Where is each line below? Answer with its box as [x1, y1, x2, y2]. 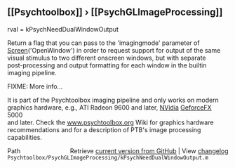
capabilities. [7, 133, 42, 141]
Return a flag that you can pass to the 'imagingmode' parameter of [7, 39, 200, 47]
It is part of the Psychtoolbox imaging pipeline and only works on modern [7, 96, 219, 104]
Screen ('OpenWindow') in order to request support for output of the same [7, 46, 221, 54]
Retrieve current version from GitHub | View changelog [69, 146, 229, 155]
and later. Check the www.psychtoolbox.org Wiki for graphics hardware [7, 118, 214, 127]
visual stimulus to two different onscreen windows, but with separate [7, 53, 206, 62]
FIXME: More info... [7, 82, 63, 91]
